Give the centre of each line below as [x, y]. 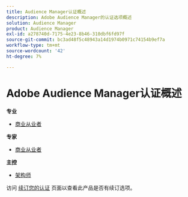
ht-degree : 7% [24, 56]
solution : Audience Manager [41, 23]
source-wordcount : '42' [36, 51]
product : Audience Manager [40, 29]
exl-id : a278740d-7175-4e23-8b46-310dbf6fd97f [65, 34]
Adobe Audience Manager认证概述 [94, 93]
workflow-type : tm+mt [33, 46]
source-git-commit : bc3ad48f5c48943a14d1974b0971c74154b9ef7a [86, 40]
